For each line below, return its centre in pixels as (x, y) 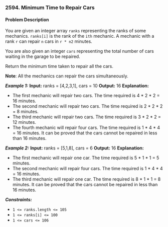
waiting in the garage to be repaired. (43, 56)
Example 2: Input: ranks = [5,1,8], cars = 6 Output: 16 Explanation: (75, 148)
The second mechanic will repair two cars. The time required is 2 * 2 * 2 (88, 106)
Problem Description (27, 20)
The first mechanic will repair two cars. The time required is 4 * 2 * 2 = (86, 96)
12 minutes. (24, 122)
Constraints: (19, 200)
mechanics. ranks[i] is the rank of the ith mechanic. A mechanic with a (80, 36)
